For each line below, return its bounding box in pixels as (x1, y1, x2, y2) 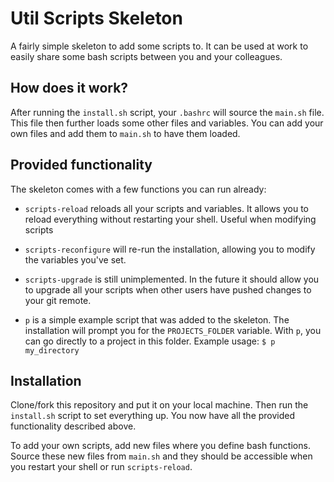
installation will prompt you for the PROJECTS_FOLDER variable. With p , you (24, 324, 322, 336)
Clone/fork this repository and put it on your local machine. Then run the (10, 399, 309, 411)
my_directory (24, 345, 80, 356)
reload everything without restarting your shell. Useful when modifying (24, 213, 317, 225)
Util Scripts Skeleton (10, 7, 183, 30)
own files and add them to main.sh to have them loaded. (10, 127, 241, 139)
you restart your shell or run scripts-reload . (10, 461, 193, 473)
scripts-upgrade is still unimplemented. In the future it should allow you (24, 273, 320, 285)
